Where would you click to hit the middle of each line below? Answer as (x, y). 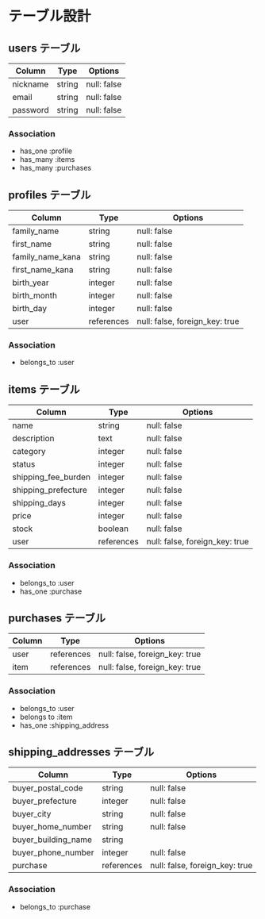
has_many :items (47, 160)
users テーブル (44, 48)
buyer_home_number (52, 827)
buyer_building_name (52, 840)
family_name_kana (46, 257)
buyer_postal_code (48, 788)
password (31, 110)
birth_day (30, 309)
